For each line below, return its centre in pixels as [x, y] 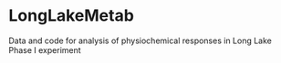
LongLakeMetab [71, 16]
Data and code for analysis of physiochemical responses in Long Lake [140, 40]
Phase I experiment [45, 49]
